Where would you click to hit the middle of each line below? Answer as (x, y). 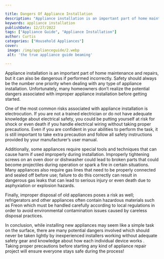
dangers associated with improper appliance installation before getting (76, 94)
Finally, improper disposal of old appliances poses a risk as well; (70, 195)
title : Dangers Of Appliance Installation (49, 14)
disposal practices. (24, 216)
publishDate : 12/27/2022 (30, 27)
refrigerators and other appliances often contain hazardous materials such (80, 200)
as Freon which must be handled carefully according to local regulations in (80, 205)
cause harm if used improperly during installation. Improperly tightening (77, 154)
